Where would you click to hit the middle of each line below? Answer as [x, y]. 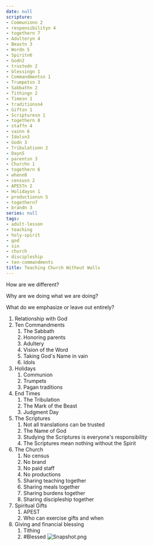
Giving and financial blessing [49, 524]
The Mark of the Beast [50, 406]
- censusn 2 [20, 181]
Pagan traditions [43, 387]
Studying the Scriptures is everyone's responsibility [85, 437]
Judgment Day [41, 412]
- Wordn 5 [18, 50]
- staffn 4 [19, 126]
